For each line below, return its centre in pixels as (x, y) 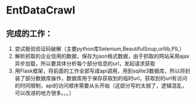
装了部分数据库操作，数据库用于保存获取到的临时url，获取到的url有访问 (101, 78)
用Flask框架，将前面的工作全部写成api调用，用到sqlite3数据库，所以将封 (102, 71)
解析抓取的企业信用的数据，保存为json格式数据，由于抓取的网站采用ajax (102, 56)
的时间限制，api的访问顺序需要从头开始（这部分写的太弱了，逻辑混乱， (101, 85)
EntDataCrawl (41, 10)
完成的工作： (29, 33)
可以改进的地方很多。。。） (44, 93)
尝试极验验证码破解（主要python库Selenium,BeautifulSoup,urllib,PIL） (99, 49)
